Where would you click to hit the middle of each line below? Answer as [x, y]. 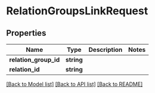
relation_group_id [35, 60]
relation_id [24, 69]
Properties [26, 33]
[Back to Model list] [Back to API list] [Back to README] [75, 84]
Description [106, 50]
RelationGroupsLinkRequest [77, 11]
